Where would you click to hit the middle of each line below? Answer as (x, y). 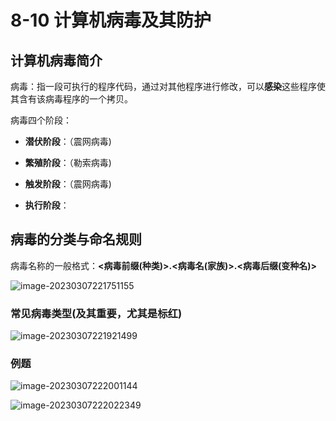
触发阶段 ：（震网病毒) (68, 184)
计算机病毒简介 (56, 60)
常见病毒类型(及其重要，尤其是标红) (96, 313)
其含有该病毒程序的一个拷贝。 (71, 99)
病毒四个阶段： (41, 120)
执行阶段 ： (47, 205)
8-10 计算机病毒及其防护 (111, 20)
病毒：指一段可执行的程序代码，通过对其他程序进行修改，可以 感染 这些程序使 (168, 86)
